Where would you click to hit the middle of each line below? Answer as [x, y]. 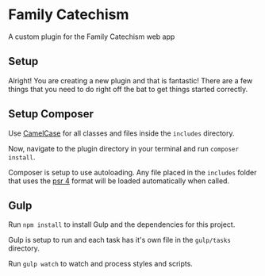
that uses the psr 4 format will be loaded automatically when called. [119, 181]
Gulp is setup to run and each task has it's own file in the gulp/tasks [120, 240]
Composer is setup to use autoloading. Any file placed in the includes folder [132, 172]
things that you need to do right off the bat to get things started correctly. [128, 89]
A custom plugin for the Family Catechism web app [92, 36]
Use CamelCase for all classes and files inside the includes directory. [122, 133]
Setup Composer [51, 114]
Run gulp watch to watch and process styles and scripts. [100, 264]
